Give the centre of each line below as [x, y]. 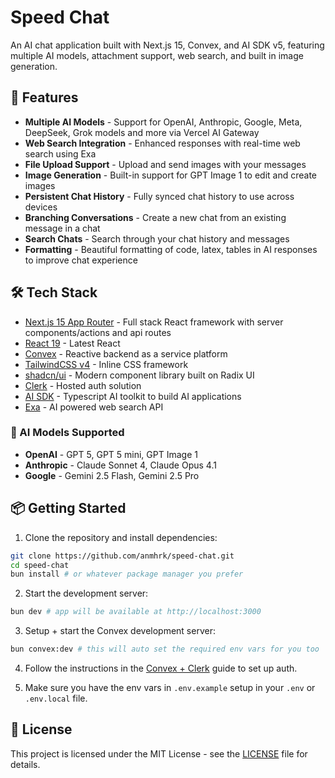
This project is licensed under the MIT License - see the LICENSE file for [159, 753]
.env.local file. [56, 698]
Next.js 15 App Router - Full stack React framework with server [154, 322]
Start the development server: [86, 593]
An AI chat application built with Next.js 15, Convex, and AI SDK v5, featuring [167, 45]
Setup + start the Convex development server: [120, 631]
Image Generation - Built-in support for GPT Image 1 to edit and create [171, 175]
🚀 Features [44, 97]
